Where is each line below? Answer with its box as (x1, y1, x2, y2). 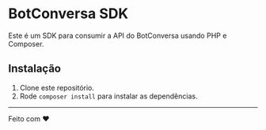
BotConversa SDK (8, 5, 129, 23)
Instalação (8, 62, 62, 76)
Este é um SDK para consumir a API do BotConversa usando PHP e (8, 31, 227, 40)
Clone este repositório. (19, 83, 95, 92)
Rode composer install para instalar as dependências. (19, 91, 198, 101)
